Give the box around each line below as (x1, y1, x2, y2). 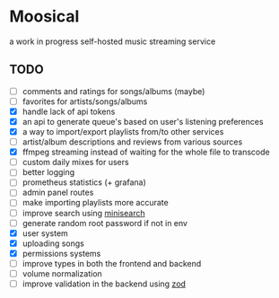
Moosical (9, 6, 80, 27)
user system (22, 227, 69, 239)
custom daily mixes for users (22, 157, 129, 168)
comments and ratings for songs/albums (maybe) (22, 85, 205, 96)
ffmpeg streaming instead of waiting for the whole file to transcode (22, 146, 271, 158)
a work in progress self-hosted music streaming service (9, 36, 216, 47)
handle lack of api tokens (22, 106, 116, 117)
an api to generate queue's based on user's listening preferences (22, 116, 264, 127)
